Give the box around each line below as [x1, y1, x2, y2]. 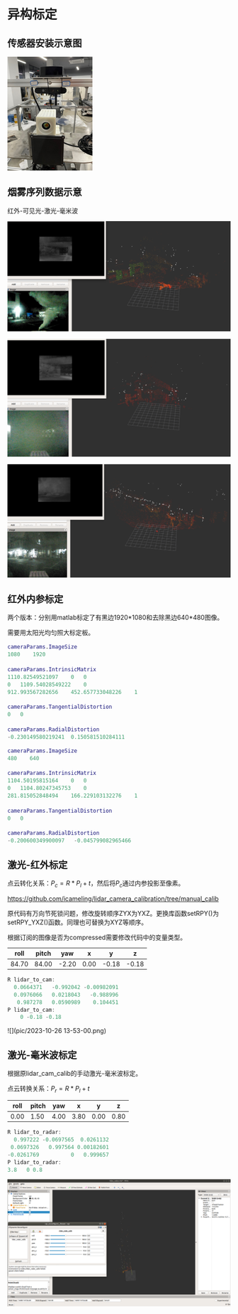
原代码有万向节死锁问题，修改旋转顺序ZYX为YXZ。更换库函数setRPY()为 [7, 909, 220, 917]
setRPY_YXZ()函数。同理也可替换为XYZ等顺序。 [7, 918, 147, 926]
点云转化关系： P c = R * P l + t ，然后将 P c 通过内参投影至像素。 [7, 879, 185, 889]
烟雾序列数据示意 [7, 186, 82, 198]
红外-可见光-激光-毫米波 [7, 206, 79, 215]
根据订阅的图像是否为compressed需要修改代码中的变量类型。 [7, 933, 186, 941]
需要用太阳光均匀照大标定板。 [7, 629, 94, 637]
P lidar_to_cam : [7, 1006, 55, 1013]
